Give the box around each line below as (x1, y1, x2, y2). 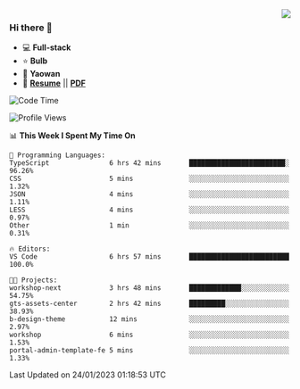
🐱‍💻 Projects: (9, 276, 58, 285)
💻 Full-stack (21, 42, 71, 53)
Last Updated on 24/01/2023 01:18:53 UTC (9, 369, 167, 380)
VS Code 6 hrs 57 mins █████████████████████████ (9, 252, 290, 261)
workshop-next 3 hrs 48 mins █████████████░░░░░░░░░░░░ (9, 284, 290, 293)
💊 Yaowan (21, 69, 61, 79)
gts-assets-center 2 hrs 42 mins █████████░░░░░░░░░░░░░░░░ (9, 299, 290, 309)
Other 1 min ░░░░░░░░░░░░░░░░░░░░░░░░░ (9, 221, 290, 230)
